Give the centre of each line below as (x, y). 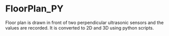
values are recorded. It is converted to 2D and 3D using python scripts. (80, 27)
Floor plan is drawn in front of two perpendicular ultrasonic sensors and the (84, 22)
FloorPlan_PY (34, 9)
